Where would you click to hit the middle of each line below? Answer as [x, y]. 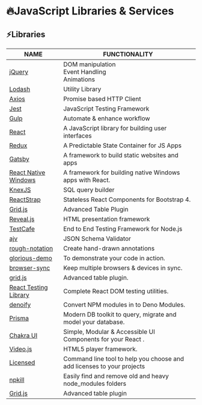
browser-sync [30, 268]
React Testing [29, 288]
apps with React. [87, 180]
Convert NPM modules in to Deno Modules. [124, 305]
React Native [27, 172]
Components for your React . [104, 339]
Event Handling [84, 72]
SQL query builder [89, 190]
